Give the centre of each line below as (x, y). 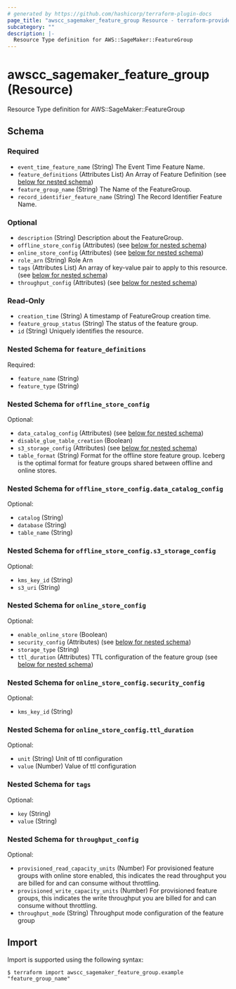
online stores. (37, 470)
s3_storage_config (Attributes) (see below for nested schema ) (107, 448)
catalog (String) (40, 517)
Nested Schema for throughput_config (73, 839)
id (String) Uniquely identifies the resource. (80, 331)
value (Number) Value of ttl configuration (77, 766)
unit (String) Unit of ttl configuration (70, 759)
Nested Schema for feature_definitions (77, 349)
